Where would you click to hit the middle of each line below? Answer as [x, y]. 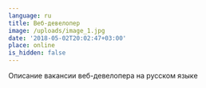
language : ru [30, 16]
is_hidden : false [37, 53]
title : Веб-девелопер [44, 23]
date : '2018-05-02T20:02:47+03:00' [67, 38]
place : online [32, 46]
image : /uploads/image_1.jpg [57, 30]
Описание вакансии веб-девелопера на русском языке [103, 76]
